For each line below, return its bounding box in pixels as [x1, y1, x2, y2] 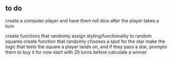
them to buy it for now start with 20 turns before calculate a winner [5, 49, 147, 55]
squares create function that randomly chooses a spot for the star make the [5, 38, 165, 44]
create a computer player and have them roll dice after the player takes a [5, 17, 159, 23]
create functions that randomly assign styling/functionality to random [5, 33, 152, 39]
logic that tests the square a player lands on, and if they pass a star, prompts [5, 43, 167, 50]
